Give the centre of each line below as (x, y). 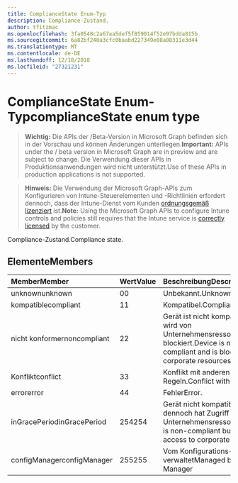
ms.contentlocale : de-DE (44, 54)
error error (27, 393)
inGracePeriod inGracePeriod (59, 422)
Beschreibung (187, 282)
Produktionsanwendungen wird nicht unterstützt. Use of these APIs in (125, 167)
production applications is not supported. (85, 174)
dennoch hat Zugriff (196, 413)
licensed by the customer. (62, 226)
